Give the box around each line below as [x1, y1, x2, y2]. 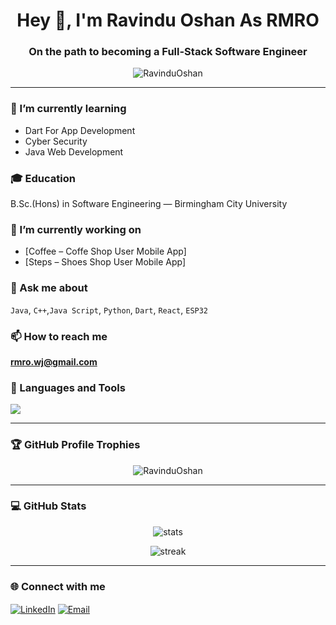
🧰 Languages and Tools [10, 380, 126, 394]
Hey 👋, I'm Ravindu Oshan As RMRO [16, 9, 320, 32]
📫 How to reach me [10, 329, 108, 343]
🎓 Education [10, 171, 76, 185]
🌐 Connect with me [10, 579, 106, 593]
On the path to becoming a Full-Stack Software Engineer [28, 45, 308, 59]
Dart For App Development [24, 124, 136, 136]
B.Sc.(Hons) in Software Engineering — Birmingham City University [10, 198, 288, 210]
